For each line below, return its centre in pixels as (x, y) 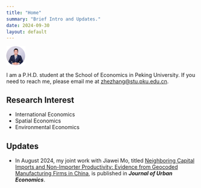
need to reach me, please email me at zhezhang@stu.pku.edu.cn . (88, 81)
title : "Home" (24, 13)
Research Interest (40, 100)
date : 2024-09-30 (28, 25)
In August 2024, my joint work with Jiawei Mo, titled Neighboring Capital (104, 161)
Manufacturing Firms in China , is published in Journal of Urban (94, 174)
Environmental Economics (47, 127)
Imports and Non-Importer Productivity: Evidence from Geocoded (97, 167)
